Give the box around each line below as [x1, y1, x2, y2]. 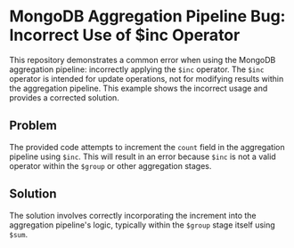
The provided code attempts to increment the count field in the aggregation [9, 141, 285, 152]
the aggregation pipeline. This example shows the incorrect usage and [9, 83, 268, 93]
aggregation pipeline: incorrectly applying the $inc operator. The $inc [9, 64, 265, 75]
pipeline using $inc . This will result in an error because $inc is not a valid [9, 151, 276, 162]
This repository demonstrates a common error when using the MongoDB [9, 54, 276, 65]
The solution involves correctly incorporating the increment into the [9, 210, 257, 220]
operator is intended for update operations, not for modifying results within [9, 73, 284, 84]
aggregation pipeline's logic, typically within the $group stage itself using [9, 220, 276, 230]
